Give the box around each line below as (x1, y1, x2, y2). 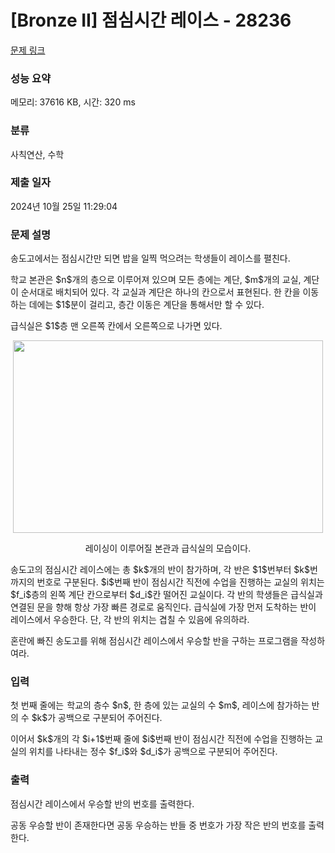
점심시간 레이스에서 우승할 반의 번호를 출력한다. (10, 797, 195, 810)
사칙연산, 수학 (10, 148, 65, 160)
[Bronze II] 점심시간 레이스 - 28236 (10, 9, 292, 32)
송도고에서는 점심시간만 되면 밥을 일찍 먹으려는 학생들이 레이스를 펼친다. (10, 252, 291, 265)
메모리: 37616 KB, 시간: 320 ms (10, 96, 136, 108)
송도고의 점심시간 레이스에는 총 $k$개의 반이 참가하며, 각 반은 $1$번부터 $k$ (10, 564, 311, 576)
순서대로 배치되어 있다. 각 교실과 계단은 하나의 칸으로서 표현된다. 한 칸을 (20, 286, 301, 298)
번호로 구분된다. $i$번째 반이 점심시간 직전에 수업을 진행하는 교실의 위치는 (36, 576, 325, 588)
